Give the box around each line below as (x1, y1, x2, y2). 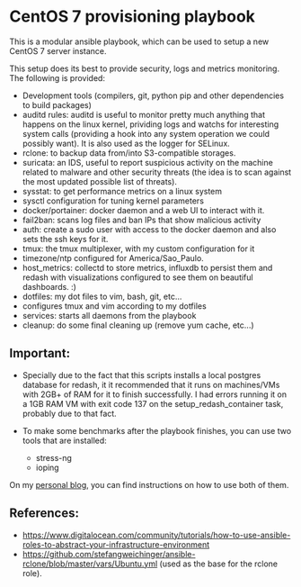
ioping (35, 462, 60, 473)
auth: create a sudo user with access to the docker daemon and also (22, 223, 277, 235)
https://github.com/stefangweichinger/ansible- (22, 548, 196, 559)
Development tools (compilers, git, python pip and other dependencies (22, 90, 285, 101)
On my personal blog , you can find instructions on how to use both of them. (9, 479, 289, 490)
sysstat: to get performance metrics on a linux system (22, 185, 223, 196)
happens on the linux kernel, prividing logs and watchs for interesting (22, 119, 279, 130)
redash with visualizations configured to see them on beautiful (22, 272, 253, 283)
